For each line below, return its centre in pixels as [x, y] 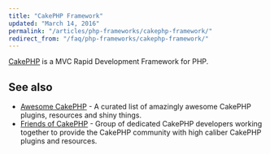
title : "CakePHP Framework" [56, 16]
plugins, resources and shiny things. [81, 115]
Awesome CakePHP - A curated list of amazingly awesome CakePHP [136, 107]
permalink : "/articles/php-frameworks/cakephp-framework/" [111, 31]
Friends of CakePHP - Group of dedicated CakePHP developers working [141, 124]
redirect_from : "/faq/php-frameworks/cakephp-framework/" [109, 38]
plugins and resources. [59, 141]
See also [30, 87]
